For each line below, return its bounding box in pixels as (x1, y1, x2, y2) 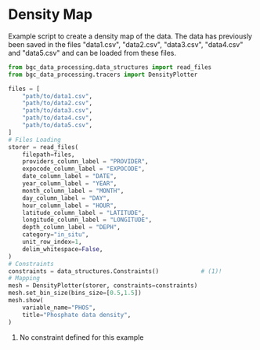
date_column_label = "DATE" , (22, 173, 117, 180)
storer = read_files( (8, 143, 79, 151)
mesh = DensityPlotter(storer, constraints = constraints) (8, 282, 198, 290)
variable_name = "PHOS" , (22, 304, 96, 312)
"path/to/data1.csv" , (22, 92, 92, 100)
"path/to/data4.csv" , (22, 114, 92, 122)
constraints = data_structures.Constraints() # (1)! (8, 267, 222, 275)
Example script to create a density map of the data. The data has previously (8, 31, 253, 41)
